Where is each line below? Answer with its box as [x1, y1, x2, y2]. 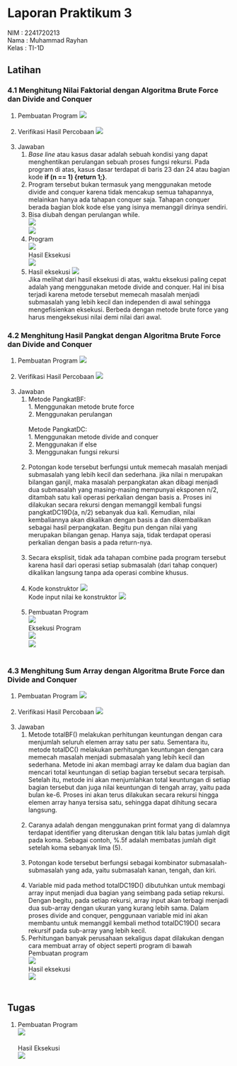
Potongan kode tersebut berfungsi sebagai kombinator [28, 859, 188, 867]
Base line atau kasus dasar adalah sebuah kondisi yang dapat [28, 150, 208, 158]
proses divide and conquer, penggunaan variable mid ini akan [28, 911, 208, 920]
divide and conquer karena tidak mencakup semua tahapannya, [28, 187, 214, 196]
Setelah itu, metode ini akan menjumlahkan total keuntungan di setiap [28, 776, 231, 784]
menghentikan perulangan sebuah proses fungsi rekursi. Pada [28, 158, 210, 166]
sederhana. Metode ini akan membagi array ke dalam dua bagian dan [28, 761, 231, 769]
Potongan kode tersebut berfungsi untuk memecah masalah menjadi [28, 463, 228, 471]
